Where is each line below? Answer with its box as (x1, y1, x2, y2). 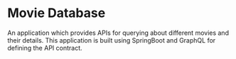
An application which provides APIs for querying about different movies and (7, 28, 230, 37)
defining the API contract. (7, 43, 83, 52)
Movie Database (7, 5, 106, 21)
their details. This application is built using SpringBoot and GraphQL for (7, 36, 216, 44)
